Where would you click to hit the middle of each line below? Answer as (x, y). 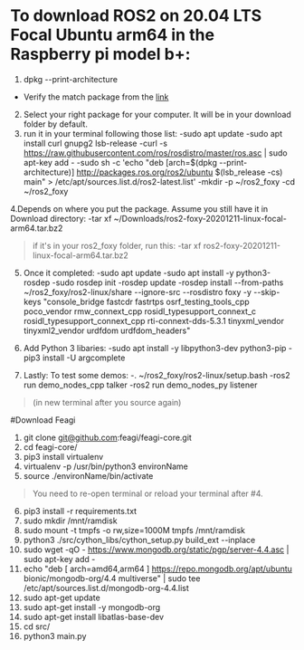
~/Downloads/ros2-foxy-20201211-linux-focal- (200, 218)
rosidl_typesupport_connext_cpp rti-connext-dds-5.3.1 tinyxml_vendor (153, 320)
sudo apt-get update (62, 597)
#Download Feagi (43, 420)
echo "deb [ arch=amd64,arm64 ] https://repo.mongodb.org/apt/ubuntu (158, 569)
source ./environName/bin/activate (88, 475)
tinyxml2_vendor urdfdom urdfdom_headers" (107, 330)
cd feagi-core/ (50, 447)
